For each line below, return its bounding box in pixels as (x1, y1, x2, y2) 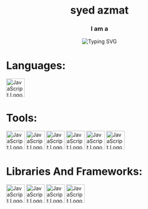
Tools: (6, 111, 37, 125)
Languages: (6, 58, 66, 72)
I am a (91, 25, 108, 33)
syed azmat (70, 4, 129, 17)
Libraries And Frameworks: (6, 165, 143, 178)
